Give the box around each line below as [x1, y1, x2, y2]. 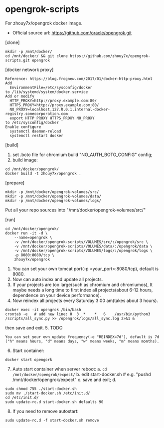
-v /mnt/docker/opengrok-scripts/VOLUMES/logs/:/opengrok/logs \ [14, 248, 153, 253]
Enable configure [5, 124, 41, 129]
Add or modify [5, 93, 35, 98]
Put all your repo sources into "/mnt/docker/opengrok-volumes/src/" [5, 206, 146, 213]
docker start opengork [5, 357, 52, 362]
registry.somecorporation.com [5, 111, 68, 116]
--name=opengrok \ [14, 235, 52, 240]
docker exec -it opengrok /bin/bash [5, 307, 81, 312]
